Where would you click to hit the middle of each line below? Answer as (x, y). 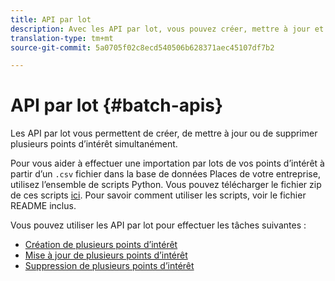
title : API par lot (51, 19)
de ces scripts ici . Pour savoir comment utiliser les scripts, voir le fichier (158, 195)
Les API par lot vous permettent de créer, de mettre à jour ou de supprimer (164, 133)
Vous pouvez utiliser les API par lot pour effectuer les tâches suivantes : (158, 225)
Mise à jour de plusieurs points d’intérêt (106, 255)
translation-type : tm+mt (62, 38)
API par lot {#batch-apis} (117, 105)
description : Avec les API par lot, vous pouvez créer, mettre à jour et (167, 29)
